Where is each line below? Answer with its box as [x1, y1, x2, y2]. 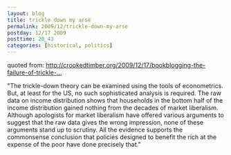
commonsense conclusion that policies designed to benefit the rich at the [7, 133, 216, 141]
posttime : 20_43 [7, 36, 54, 43]
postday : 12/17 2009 [7, 29, 67, 37]
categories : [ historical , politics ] [7, 42, 113, 49]
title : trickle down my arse [7, 17, 91, 23]
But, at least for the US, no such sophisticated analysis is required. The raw [7, 89, 221, 97]
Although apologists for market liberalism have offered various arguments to [7, 111, 225, 119]
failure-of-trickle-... [7, 68, 62, 76]
